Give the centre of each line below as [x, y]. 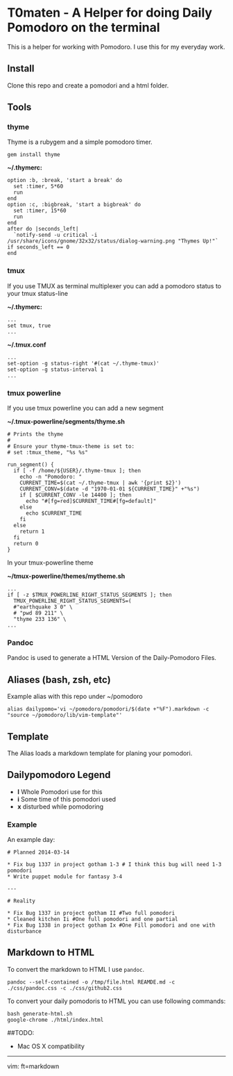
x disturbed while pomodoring [60, 806]
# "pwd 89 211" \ [38, 613]
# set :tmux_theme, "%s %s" [48, 453]
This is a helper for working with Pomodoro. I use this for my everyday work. [116, 47]
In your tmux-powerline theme [50, 563]
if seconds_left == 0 [38, 247]
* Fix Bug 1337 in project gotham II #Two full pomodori [91, 913]
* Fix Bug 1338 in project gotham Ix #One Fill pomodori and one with [111, 925]
